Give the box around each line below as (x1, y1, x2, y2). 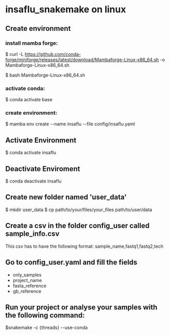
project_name (12, 277, 42, 283)
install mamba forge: (5, 40, 58, 47)
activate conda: (5, 85, 45, 92)
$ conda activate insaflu (5, 150, 56, 156)
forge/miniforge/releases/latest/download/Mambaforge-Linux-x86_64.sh (5, 57, 159, 63)
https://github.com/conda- (25, 51, 81, 57)
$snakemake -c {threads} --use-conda (5, 325, 88, 331)
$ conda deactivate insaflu (5, 178, 62, 184)
